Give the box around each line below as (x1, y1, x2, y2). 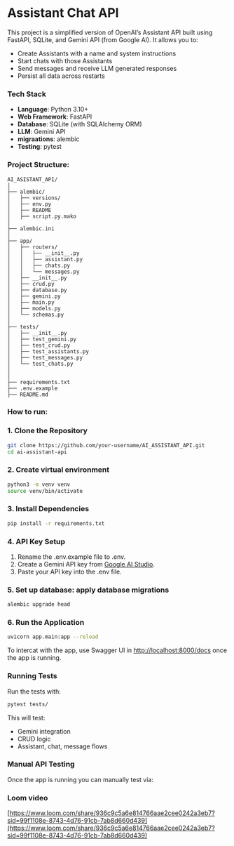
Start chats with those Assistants (17, 56, 113, 65)
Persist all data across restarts (17, 72, 105, 80)
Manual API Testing (7, 760, 75, 769)
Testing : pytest (17, 143, 62, 151)
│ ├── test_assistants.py (7, 348, 90, 355)
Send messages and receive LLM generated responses (17, 64, 177, 72)
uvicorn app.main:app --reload (7, 633, 99, 640)
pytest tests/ (7, 701, 49, 708)
